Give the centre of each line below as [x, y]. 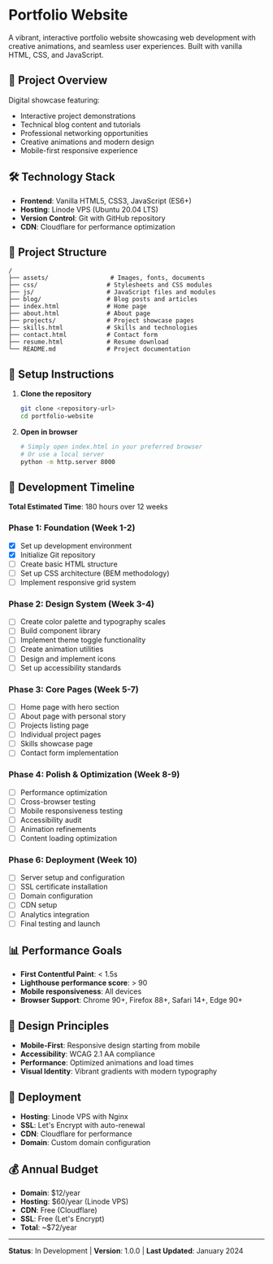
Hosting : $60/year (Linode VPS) [74, 1201]
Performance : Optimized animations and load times [107, 1063]
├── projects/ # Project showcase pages [102, 321]
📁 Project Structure [58, 252]
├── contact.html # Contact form [83, 335]
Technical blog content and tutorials [80, 125]
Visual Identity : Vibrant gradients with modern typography [119, 1071]
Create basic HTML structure [69, 564]
